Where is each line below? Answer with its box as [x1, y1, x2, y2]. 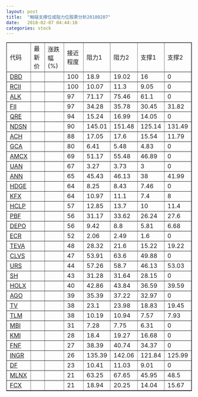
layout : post [6, 8, 38, 15]
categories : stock [6, 25, 51, 31]
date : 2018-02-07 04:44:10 [6, 19, 78, 25]
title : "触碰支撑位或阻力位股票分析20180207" [6, 14, 111, 20]
